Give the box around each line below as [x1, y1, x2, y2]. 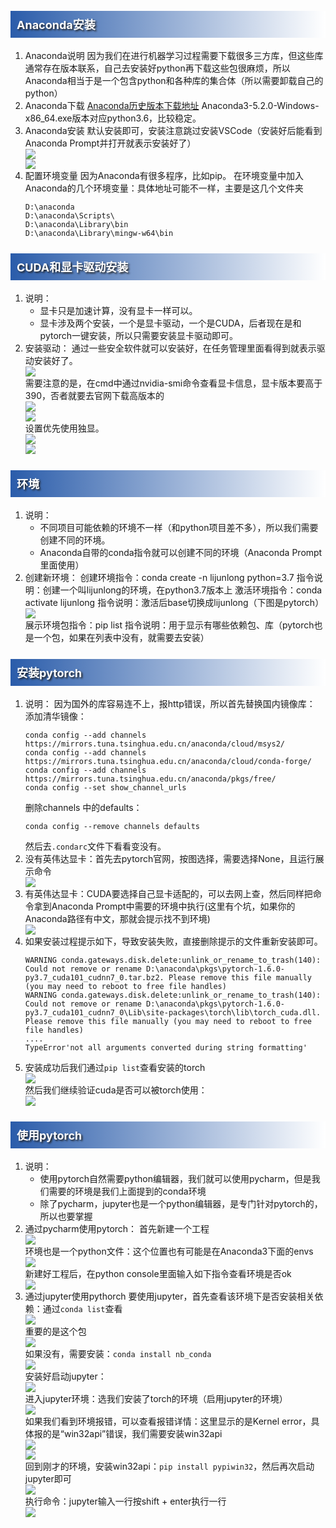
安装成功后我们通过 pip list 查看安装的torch [24, 1061, 206, 1073]
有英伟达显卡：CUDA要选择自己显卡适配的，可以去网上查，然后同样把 [24, 887, 313, 899]
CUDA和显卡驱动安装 [16, 260, 129, 275]
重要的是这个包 [24, 1325, 87, 1337]
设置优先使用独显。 [24, 422, 105, 434]
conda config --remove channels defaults [24, 821, 200, 831]
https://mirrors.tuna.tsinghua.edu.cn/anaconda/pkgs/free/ [24, 774, 277, 784]
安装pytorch [16, 665, 83, 680]
